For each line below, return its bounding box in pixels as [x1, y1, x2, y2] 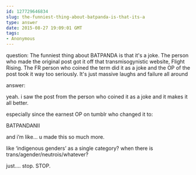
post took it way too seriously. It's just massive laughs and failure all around [6, 71, 188, 77]
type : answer [6, 19, 38, 25]
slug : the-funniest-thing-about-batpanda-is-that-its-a [6, 14, 145, 20]
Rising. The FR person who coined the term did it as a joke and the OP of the [6, 64, 191, 71]
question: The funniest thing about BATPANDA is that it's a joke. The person [6, 52, 189, 59]
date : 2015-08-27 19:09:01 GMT [6, 25, 82, 31]
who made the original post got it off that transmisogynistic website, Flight [6, 58, 185, 65]
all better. [6, 99, 29, 106]
